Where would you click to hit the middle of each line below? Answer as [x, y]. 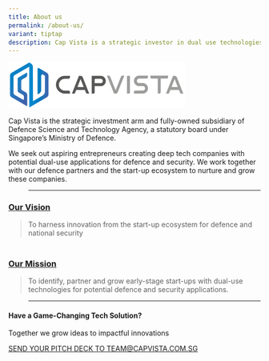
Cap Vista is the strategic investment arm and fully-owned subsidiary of [126, 121]
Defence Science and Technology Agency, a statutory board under [118, 129]
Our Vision [29, 207]
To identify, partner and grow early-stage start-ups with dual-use [135, 281]
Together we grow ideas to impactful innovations [89, 333]
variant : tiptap [35, 34]
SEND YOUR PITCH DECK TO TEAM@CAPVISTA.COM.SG [103, 349]
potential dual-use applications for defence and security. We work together [132, 162]
